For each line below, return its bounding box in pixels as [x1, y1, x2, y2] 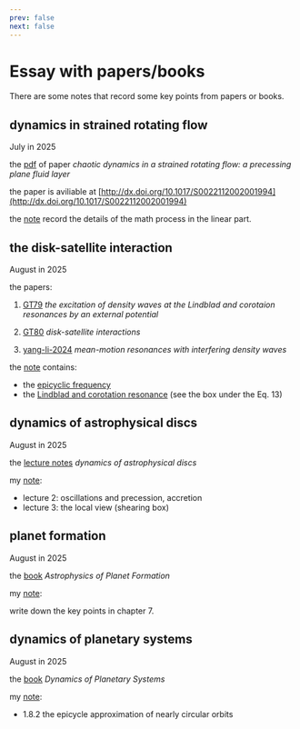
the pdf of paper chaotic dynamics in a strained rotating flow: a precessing [9, 159, 292, 170]
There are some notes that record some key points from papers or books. [9, 91, 285, 102]
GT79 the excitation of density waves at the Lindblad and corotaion [22, 299, 275, 310]
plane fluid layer [9, 169, 71, 180]
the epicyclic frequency [22, 379, 112, 391]
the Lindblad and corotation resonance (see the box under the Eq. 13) [22, 389, 284, 400]
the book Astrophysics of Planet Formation [9, 570, 171, 581]
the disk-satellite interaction [9, 240, 173, 255]
